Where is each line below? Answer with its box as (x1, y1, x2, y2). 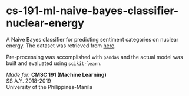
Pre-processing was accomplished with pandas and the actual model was (6, 53, 184, 60)
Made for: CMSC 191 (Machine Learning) (6, 71, 107, 78)
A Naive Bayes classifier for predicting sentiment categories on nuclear (6, 36, 179, 43)
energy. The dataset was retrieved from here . (6, 42, 116, 49)
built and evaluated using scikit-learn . (6, 60, 102, 67)
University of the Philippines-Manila (6, 83, 93, 90)
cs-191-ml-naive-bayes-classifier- (6, 4, 179, 18)
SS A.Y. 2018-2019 (6, 77, 51, 84)
